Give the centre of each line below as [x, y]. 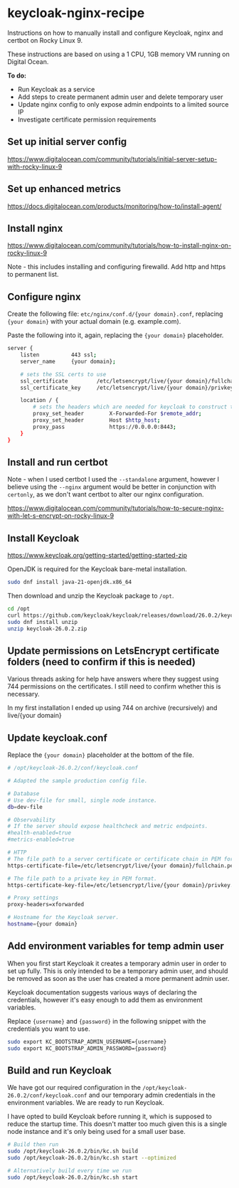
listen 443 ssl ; [59, 355]
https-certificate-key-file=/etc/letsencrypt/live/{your [94, 885]
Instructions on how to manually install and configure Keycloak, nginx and [115, 33]
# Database [23, 794]
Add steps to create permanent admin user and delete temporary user [120, 97]
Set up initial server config [67, 142]
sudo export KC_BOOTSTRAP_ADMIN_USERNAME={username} [87, 1041]
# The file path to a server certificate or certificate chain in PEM [114, 859]
